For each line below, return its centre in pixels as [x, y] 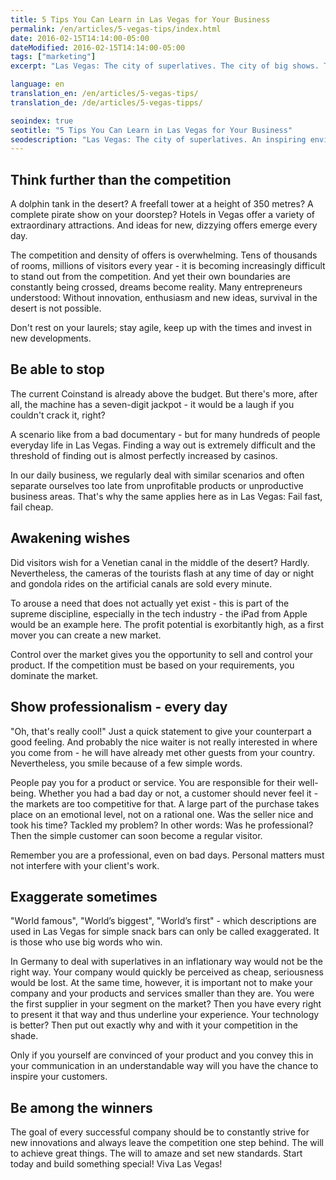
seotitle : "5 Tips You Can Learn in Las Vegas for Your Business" [151, 130]
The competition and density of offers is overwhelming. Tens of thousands [164, 255]
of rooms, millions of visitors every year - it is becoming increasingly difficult [168, 266]
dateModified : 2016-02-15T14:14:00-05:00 [98, 47]
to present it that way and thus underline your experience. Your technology [165, 1015]
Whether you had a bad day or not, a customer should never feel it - [178, 793]
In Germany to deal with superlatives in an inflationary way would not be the [166, 962]
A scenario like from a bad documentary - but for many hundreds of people [165, 434]
